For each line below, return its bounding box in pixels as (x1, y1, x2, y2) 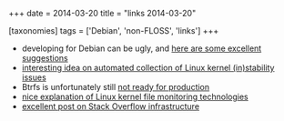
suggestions (21, 53, 69, 63)
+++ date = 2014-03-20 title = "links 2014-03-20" (8, 8, 197, 18)
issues (21, 72, 46, 83)
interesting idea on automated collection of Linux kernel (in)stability (21, 63, 275, 73)
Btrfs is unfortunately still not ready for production (21, 82, 210, 92)
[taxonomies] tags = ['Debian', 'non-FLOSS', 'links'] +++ (8, 25, 219, 35)
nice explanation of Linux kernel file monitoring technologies (21, 91, 248, 102)
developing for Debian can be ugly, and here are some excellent (21, 43, 262, 54)
